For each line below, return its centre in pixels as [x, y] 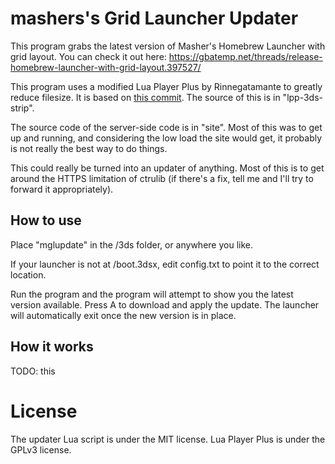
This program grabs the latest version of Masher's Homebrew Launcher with [168, 46]
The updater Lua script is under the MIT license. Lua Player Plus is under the [168, 439]
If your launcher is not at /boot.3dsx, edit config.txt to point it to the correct [165, 264]
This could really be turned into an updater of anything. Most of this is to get [167, 168]
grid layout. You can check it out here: [88, 56]
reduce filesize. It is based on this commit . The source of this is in [145, 97]
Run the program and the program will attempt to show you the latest [152, 294]
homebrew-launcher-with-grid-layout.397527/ [106, 67]
